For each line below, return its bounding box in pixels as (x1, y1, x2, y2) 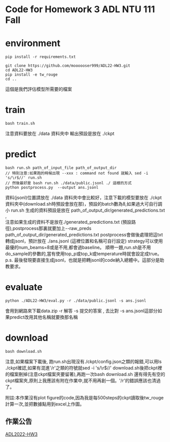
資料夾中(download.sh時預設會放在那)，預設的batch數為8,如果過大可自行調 (5, 201, 162, 207)
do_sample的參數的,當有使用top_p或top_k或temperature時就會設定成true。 (5, 251, 162, 257)
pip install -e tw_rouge (5, 72, 58, 77)
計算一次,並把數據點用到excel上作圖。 (5, 401, 85, 407)
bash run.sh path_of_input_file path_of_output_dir (5, 165, 117, 171)
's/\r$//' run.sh (5, 175, 42, 180)
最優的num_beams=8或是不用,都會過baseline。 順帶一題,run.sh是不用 (5, 245, 151, 250)
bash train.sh (5, 121, 36, 126)
